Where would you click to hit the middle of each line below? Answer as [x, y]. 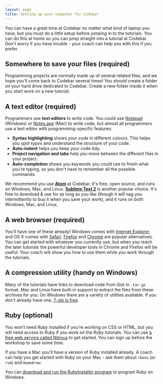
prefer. [12, 49]
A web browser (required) [45, 220]
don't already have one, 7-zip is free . [42, 300]
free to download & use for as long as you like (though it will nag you [74, 194]
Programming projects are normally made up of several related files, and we [81, 76]
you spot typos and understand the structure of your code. [71, 143]
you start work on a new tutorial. [37, 91]
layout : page [18, 10]
